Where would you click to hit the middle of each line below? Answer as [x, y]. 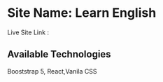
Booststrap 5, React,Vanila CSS [52, 71]
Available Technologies [59, 54]
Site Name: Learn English [82, 13]
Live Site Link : [28, 32]
